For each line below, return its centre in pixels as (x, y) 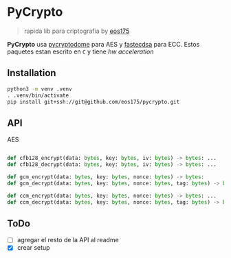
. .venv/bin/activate (38, 95)
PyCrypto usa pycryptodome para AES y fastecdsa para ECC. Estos (103, 44)
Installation (32, 73)
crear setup (33, 248)
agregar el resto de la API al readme (68, 240)
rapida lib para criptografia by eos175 (77, 31)
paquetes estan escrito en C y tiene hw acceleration (80, 51)
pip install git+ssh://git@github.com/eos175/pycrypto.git (93, 102)
